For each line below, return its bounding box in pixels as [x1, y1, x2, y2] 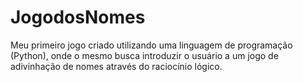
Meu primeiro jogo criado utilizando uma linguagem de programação [10, 39, 293, 51]
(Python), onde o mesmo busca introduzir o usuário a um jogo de [10, 49, 279, 61]
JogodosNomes [10, 6, 146, 29]
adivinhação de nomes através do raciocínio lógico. [10, 60, 223, 72]
